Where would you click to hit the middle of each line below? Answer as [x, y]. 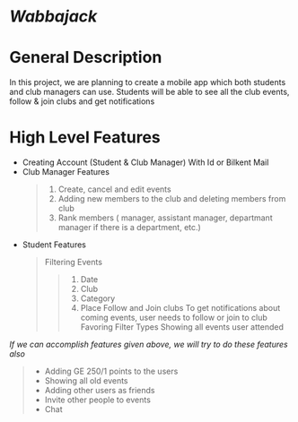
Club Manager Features [66, 172]
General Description [86, 58]
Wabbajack [53, 17]
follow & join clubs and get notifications [82, 101]
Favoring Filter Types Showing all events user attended [182, 327]
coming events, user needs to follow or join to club [174, 318]
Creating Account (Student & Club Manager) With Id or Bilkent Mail [145, 162]
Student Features [54, 245]
